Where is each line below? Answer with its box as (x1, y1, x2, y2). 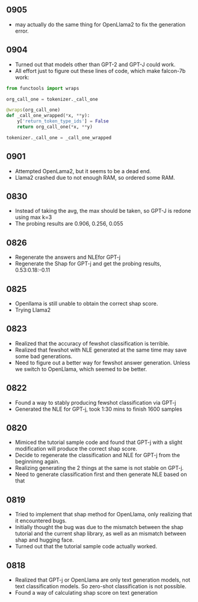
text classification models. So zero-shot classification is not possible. (14, 583, 187, 590)
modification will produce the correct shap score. (14, 445, 137, 452)
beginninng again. (14, 458, 60, 465)
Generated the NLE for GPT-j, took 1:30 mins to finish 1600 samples (14, 405, 182, 413)
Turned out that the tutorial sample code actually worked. (14, 543, 158, 550)
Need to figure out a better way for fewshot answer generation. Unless (14, 359, 191, 366)
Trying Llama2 (14, 306, 51, 313)
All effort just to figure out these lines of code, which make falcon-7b (14, 67, 186, 74)
